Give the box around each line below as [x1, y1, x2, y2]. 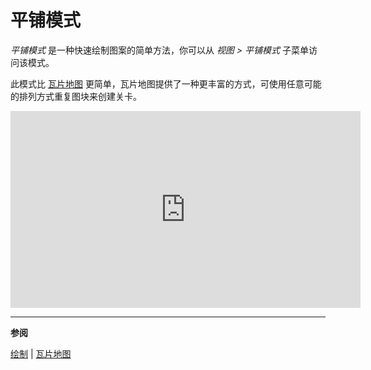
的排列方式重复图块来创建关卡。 [10, 90, 142, 102]
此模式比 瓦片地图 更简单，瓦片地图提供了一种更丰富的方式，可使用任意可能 [10, 77, 322, 90]
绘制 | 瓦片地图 [10, 347, 72, 360]
